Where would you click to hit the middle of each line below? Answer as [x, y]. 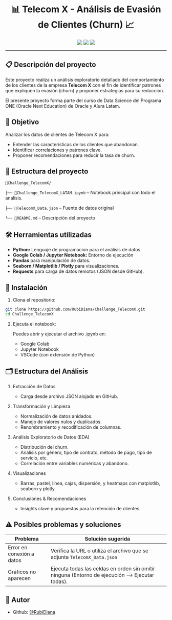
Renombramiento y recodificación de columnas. [71, 427]
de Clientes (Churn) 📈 [86, 25]
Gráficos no [22, 572]
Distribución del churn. [45, 447]
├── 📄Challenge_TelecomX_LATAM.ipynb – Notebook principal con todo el [80, 193]
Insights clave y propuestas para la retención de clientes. [80, 508]
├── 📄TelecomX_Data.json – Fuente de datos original [60, 208]
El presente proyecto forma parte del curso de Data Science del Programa [83, 101]
